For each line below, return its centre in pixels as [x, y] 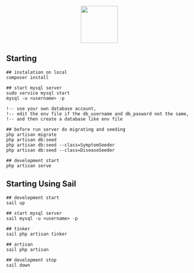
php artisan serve [29, 166]
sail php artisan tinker [37, 234]
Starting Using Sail [41, 184]
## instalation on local [37, 72]
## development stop [32, 260]
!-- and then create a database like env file [64, 119]
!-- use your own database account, [51, 109]
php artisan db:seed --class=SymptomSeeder [61, 145]
